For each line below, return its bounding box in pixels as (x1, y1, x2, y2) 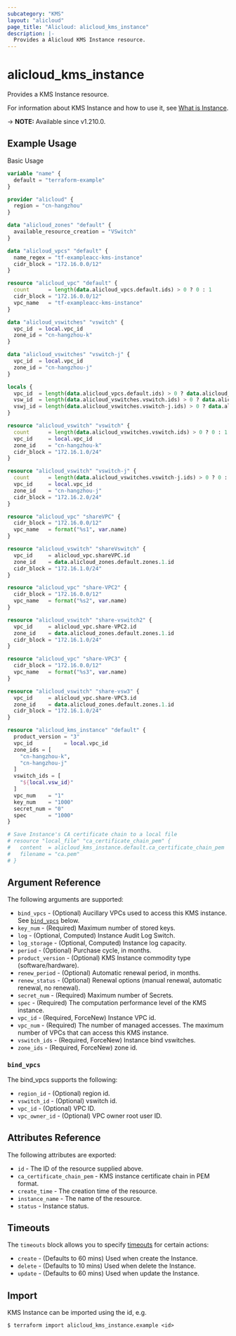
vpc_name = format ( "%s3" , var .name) (13, 669, 128, 676)
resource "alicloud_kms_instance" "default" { (7, 726, 146, 734)
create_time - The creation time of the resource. (17, 1187, 158, 1195)
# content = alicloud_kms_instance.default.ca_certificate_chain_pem (7, 844, 225, 851)
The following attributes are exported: (7, 1150, 117, 1159)
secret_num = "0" (13, 805, 65, 812)
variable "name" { (7, 170, 61, 177)
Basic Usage (7, 156, 44, 165)
